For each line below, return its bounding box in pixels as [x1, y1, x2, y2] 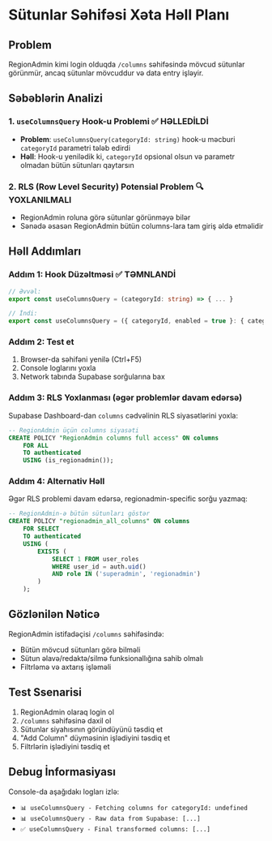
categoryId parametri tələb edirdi [19, 143, 131, 152]
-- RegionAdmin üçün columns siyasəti [8, 426, 139, 435]
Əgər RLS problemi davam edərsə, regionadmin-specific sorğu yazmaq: [8, 494, 249, 504]
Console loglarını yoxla [19, 363, 96, 373]
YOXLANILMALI [8, 194, 72, 205]
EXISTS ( [37, 547, 67, 556]
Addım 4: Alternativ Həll [8, 476, 105, 487]
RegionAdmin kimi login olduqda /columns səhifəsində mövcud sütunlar [8, 59, 245, 69]
